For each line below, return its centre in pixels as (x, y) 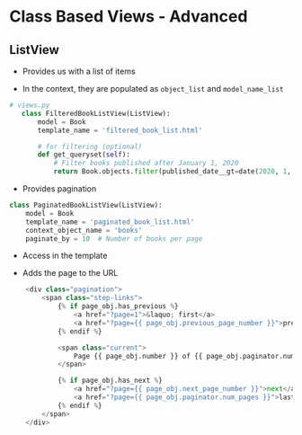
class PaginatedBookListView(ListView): (86, 205)
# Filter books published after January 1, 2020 (147, 164)
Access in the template (65, 256)
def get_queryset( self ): (84, 155)
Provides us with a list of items (79, 71)
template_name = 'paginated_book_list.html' (110, 222)
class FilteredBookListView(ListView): (96, 113)
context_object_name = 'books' (84, 230)
